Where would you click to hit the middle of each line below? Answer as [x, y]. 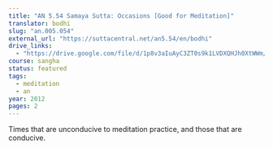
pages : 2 [23, 106]
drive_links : [30, 46]
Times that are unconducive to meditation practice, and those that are [125, 130]
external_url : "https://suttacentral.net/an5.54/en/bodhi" [110, 38]
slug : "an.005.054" [41, 31]
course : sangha [34, 62]
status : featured [38, 69]
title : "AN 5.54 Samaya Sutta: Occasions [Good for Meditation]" [121, 16]
